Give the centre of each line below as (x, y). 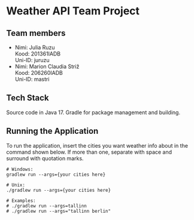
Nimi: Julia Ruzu (35, 47)
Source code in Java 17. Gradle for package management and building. (93, 112)
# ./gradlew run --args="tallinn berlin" (59, 211)
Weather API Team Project (73, 11)
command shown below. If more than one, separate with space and (89, 152)
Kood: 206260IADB (39, 73)
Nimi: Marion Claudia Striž (47, 66)
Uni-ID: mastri (32, 79)
